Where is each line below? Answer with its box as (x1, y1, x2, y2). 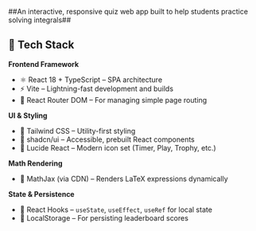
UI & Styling (8, 111, 48, 120)
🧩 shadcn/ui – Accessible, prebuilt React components (19, 135, 195, 144)
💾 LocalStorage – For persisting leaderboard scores (19, 213, 189, 222)
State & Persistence (8, 189, 75, 198)
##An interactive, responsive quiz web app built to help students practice (8, 7, 249, 16)
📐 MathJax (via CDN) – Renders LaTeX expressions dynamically (19, 174, 228, 183)
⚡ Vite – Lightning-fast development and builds (19, 84, 173, 93)
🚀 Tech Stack (8, 38, 75, 52)
